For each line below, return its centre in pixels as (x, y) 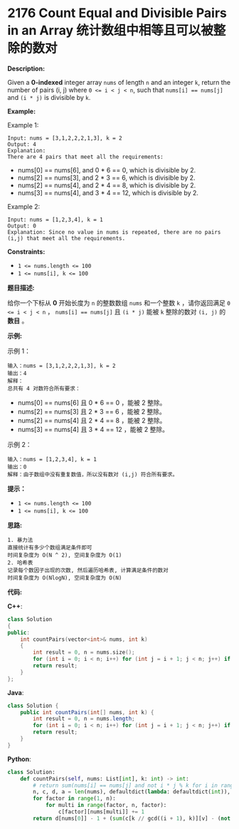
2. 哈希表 (20, 562)
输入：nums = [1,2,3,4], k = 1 (52, 459)
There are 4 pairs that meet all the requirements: (85, 157)
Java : (16, 692)
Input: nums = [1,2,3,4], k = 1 (55, 220)
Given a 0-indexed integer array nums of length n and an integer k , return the (119, 82)
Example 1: (23, 125)
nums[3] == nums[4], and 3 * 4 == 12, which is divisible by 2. (108, 192)
